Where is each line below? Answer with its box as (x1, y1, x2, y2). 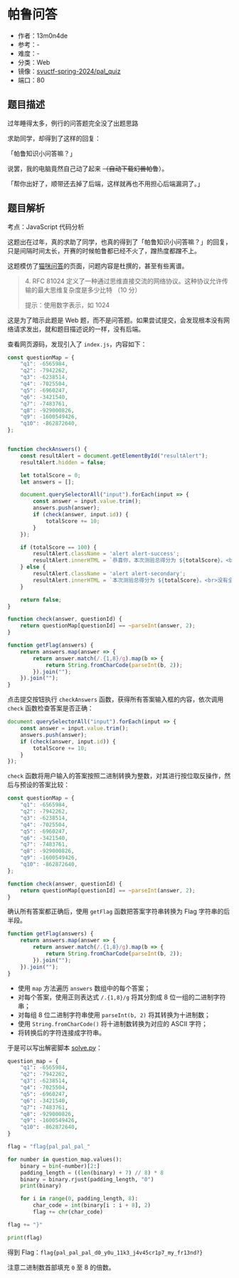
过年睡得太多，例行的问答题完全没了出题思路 (7, 119, 139, 127)
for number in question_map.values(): (7, 1156, 122, 1163)
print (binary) (20, 1182, 62, 1190)
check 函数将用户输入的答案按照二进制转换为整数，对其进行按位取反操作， (7, 772, 225, 780)
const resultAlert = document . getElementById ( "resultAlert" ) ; (20, 452, 208, 459)
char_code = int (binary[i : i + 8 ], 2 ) (33, 1202, 152, 1209)
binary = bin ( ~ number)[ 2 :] (20, 1162, 100, 1170)
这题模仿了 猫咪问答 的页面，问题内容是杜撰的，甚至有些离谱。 (7, 261, 188, 270)
